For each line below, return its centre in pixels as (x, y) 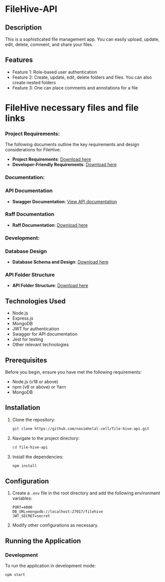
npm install (24, 466)
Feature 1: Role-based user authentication (55, 72)
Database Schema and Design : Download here (60, 262)
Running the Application (43, 541)
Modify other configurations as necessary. (55, 525)
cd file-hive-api (30, 447)
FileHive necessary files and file (72, 108)
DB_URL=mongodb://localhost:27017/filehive (58, 512)
